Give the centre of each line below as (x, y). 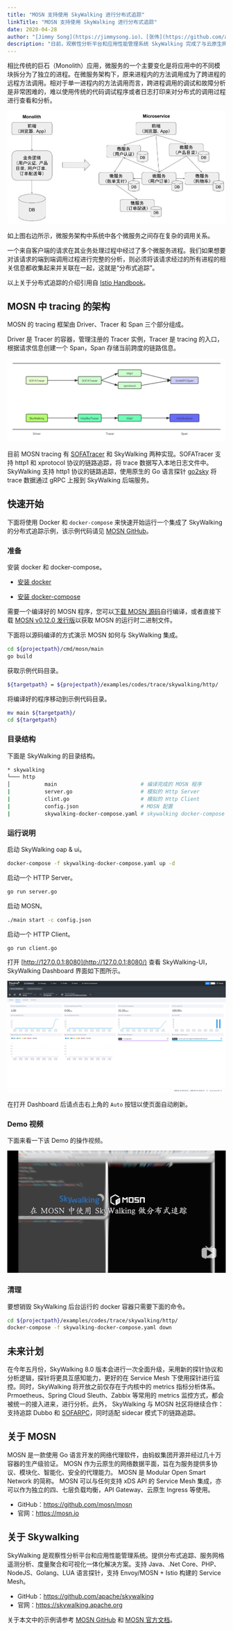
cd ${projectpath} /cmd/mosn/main (55, 649)
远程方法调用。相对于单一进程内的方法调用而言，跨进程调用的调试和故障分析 (116, 83)
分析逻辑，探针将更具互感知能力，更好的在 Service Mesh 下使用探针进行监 (114, 1378)
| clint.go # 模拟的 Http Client (103, 799)
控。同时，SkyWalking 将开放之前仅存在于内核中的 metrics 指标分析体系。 (113, 1387)
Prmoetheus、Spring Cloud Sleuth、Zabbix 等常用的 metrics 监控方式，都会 (115, 1395)
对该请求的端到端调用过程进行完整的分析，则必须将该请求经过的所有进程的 (113, 259)
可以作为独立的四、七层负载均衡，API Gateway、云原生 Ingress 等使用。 (111, 1489)
